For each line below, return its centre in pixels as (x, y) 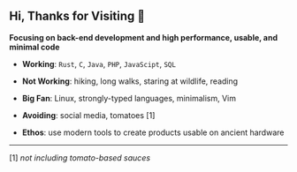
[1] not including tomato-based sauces (80, 157)
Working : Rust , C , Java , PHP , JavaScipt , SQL (99, 64)
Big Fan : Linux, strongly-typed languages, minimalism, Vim (129, 98)
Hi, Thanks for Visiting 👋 (77, 16)
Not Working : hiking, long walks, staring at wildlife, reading (130, 81)
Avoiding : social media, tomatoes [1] (88, 115)
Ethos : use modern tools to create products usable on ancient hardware (153, 132)
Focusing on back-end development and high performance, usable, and (144, 37)
